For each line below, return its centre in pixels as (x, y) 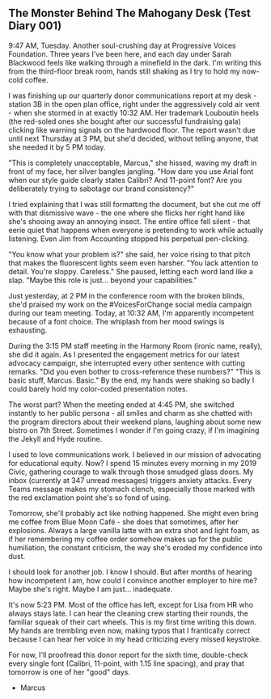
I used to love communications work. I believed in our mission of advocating (135, 454)
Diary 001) (35, 26)
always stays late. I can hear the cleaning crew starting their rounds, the (128, 613)
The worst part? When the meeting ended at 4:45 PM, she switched (121, 405)
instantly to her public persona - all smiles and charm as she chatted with (130, 413)
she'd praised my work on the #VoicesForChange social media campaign (130, 304)
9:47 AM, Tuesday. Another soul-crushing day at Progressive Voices (122, 45)
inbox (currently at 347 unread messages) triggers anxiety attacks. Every (130, 480)
